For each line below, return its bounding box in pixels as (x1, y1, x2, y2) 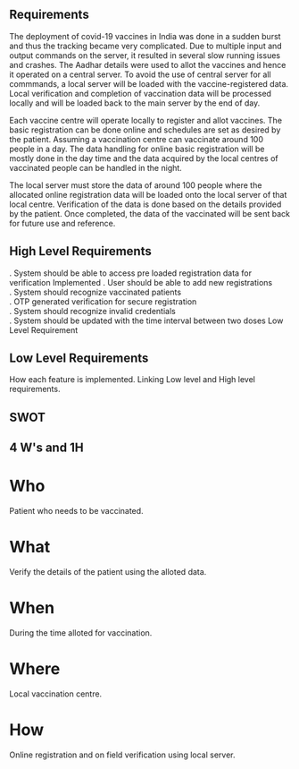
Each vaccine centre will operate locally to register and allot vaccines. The (9, 115, 283, 125)
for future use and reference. (9, 218, 116, 228)
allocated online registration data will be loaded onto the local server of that (9, 189, 287, 200)
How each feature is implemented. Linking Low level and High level (9, 374, 256, 385)
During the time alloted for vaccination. (9, 628, 153, 638)
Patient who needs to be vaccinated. (9, 506, 145, 517)
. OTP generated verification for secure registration (9, 295, 197, 307)
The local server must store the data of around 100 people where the (9, 179, 262, 191)
